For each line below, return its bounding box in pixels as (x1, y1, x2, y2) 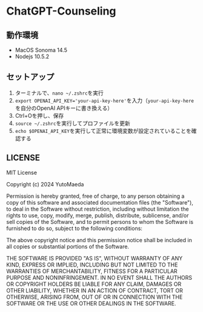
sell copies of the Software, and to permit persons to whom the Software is (6, 218, 194, 225)
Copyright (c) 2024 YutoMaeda (6, 180, 84, 188)
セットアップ (6, 72, 55, 83)
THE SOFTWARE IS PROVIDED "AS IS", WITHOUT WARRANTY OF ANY (6, 254, 183, 262)
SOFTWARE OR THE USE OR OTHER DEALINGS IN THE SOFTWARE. (6, 299, 176, 307)
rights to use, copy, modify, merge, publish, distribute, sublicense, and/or (6, 211, 189, 219)
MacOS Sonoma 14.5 (15, 47, 68, 53)
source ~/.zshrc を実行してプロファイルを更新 (15, 120, 130, 127)
